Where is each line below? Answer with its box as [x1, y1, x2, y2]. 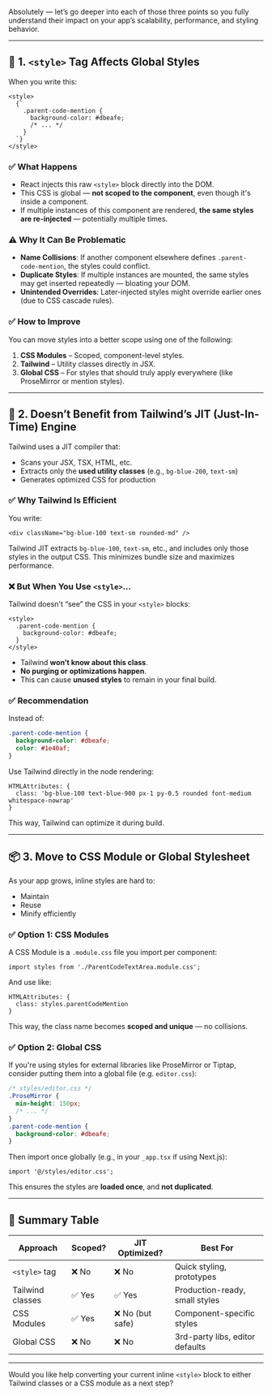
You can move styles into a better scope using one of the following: [8, 335, 233, 344]
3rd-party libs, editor [174, 1331, 256, 1342]
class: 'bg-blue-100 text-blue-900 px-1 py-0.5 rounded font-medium [15, 789, 252, 797]
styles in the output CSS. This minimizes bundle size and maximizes [8, 551, 235, 561]
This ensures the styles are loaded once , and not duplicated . [8, 1182, 214, 1192]
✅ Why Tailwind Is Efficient [8, 495, 117, 506]
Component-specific [174, 1307, 255, 1319]
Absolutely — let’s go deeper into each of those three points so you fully [8, 7, 249, 16]
